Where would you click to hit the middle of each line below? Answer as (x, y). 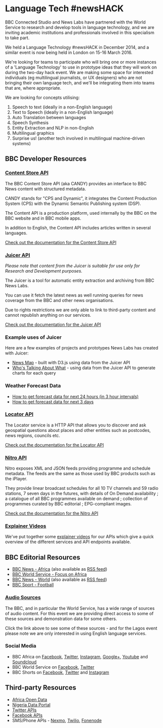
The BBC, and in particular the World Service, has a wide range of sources (80, 608)
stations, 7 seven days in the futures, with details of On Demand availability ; (82, 494)
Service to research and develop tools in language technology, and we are (80, 27)
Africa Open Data (30, 700)
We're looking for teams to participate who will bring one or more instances (81, 62)
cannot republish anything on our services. (48, 315)
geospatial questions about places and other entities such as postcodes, (78, 430)
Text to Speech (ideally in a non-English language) (63, 112)
